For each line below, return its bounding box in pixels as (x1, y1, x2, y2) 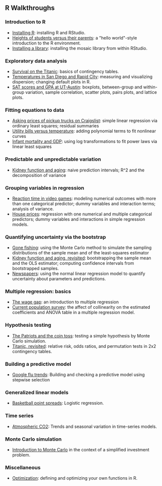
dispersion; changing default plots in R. (12, 79, 91, 85)
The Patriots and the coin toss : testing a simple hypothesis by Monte (12, 333, 150, 338)
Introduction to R (5, 19, 46, 25)
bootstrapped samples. (12, 266, 59, 272)
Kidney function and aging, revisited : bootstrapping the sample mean (12, 255, 151, 261)
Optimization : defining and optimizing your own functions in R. (12, 475, 138, 481)
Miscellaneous (5, 464, 40, 471)
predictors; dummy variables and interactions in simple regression (12, 216, 145, 222)
